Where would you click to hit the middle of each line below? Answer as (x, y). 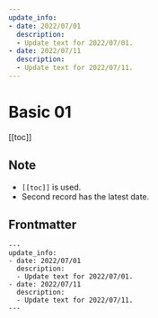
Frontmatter (43, 225)
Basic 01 (40, 112)
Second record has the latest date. (85, 196)
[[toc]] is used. (51, 187)
